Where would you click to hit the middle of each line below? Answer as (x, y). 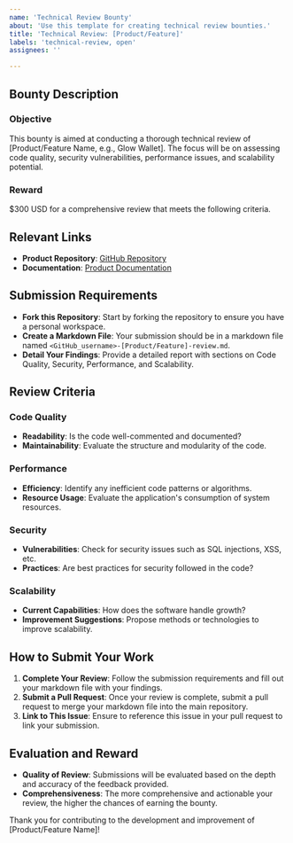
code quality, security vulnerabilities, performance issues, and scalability (142, 157)
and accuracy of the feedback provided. (95, 784)
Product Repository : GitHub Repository (94, 258)
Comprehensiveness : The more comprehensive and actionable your (147, 793)
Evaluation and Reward (74, 753)
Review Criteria (52, 392)
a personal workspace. (64, 326)
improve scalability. (57, 629)
